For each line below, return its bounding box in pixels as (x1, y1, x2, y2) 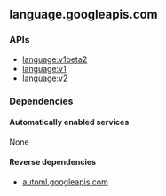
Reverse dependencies (9, 157, 96, 168)
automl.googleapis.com (21, 176, 109, 187)
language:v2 (21, 73, 68, 83)
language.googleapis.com (9, 7, 158, 22)
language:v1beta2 (21, 53, 88, 65)
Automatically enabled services (9, 117, 130, 128)
